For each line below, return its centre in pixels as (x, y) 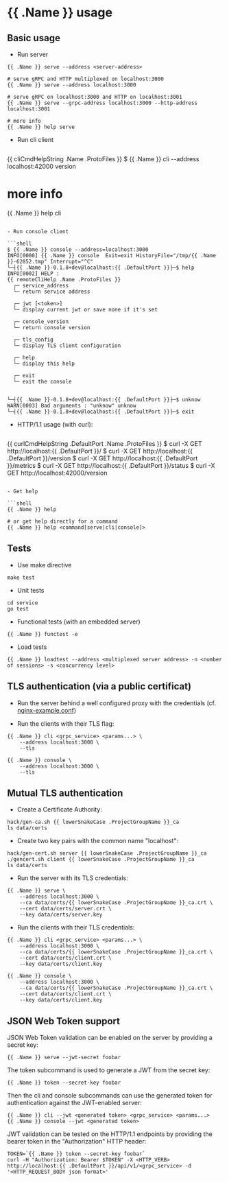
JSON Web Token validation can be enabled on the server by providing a (110, 1038)
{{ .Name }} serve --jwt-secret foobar (64, 1058)
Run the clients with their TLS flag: (65, 723)
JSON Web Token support (64, 1021)
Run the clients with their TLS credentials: (76, 927)
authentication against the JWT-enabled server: (75, 1103)
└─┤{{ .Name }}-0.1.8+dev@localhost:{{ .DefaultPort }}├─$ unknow (104, 399)
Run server (33, 54)
